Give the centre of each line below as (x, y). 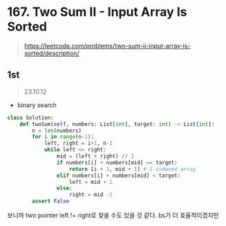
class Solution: (30, 117)
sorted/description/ (51, 53)
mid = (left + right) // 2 (95, 156)
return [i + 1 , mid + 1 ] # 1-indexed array (132, 169)
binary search (37, 105)
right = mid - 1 (91, 195)
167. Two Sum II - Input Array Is (97, 12)
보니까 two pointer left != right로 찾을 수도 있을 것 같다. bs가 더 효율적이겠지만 (113, 215)
